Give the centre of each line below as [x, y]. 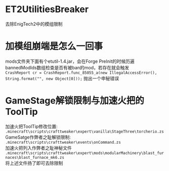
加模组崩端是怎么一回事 [54, 46]
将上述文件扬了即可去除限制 [34, 163]
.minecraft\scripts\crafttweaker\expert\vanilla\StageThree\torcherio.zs [85, 132]
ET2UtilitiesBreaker [47, 9]
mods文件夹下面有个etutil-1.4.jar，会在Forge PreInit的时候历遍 [70, 61]
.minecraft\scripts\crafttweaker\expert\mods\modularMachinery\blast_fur [85, 153]
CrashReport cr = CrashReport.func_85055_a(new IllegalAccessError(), [81, 73]
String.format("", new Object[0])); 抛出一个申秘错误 [62, 78]
